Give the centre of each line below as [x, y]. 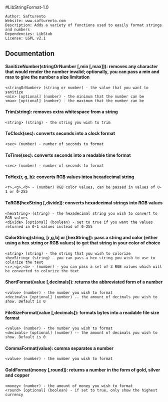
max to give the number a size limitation [47, 77]
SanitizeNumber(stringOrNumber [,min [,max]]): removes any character [82, 66]
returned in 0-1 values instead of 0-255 [49, 227]
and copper [17, 375]
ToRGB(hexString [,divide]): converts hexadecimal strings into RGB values [84, 203]
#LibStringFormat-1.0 [27, 7]
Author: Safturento [25, 17]
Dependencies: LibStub [29, 34]
